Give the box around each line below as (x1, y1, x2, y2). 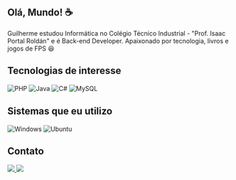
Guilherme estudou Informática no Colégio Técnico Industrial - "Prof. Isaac (7, 28, 226, 38)
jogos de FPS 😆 (7, 44, 55, 53)
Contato (7, 145, 44, 157)
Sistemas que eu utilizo (7, 105, 112, 117)
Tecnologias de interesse (7, 65, 122, 77)
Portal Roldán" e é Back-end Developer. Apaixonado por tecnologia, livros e (7, 36, 229, 45)
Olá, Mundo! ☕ (7, 6, 73, 18)
